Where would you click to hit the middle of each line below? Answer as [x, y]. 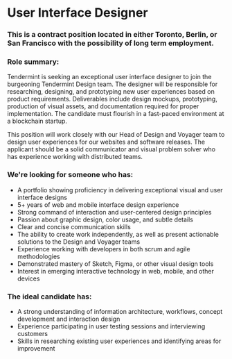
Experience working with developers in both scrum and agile [104, 249]
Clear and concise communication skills [74, 226]
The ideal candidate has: [50, 297]
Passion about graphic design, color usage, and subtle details [105, 219]
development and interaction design [69, 319]
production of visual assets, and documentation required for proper [103, 106]
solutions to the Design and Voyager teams [79, 242]
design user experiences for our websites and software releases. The [106, 142]
